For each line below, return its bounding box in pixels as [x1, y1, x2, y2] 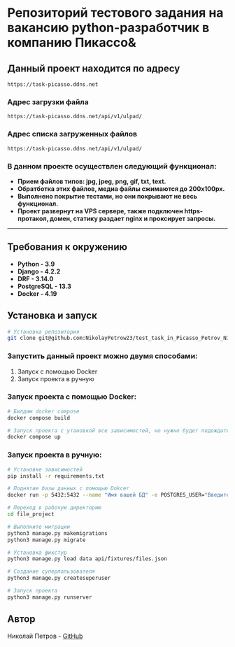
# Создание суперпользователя [7, 568, 96, 575]
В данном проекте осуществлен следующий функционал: [7, 161, 217, 171]
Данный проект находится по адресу [7, 62, 180, 74]
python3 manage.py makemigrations [7, 529, 108, 536]
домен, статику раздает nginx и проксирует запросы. [50, 214, 216, 222]
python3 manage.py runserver [7, 593, 92, 601]
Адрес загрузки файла [7, 97, 89, 106]
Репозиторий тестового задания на [7, 5, 224, 21]
